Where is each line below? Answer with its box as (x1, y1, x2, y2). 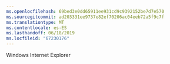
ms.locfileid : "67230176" (6, 35, 69, 41)
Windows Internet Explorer (6, 52, 71, 58)
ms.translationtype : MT (6, 19, 65, 25)
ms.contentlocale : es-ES (6, 24, 67, 31)
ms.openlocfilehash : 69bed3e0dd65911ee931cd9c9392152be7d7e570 (6, 8, 165, 15)
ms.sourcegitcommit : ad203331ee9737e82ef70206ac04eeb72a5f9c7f (6, 14, 165, 20)
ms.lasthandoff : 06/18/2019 (6, 30, 75, 36)
